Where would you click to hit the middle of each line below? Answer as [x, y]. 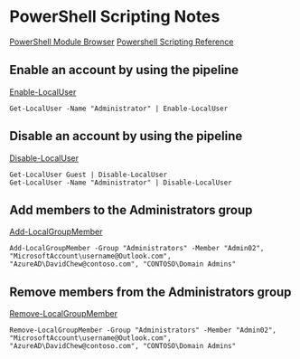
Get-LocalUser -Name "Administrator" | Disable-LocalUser [121, 183]
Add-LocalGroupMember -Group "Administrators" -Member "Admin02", [137, 249]
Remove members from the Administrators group [150, 292]
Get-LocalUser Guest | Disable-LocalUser [89, 175]
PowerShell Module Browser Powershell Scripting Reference [122, 42]
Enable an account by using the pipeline [124, 70]
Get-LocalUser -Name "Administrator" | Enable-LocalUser [119, 109]
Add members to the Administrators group [131, 210]
